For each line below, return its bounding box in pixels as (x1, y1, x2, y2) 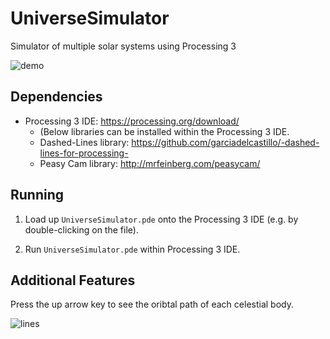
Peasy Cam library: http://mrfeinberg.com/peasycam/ (39, 157, 261, 169)
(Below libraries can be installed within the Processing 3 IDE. (39, 125, 290, 137)
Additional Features (10, 272, 136, 289)
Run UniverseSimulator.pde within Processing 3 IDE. (24, 243, 241, 255)
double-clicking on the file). (24, 223, 139, 236)
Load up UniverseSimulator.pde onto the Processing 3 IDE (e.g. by (24, 213, 299, 225)
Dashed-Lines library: (39, 136, 130, 148)
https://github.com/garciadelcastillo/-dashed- (131, 136, 320, 148)
